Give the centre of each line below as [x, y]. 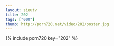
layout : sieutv [21, 10]
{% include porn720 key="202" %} [42, 38]
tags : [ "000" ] [20, 19]
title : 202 [17, 15]
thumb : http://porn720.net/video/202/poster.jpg [57, 24]
